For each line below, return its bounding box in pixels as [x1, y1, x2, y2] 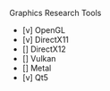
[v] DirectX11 [21, 35, 70, 45]
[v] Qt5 [21, 72, 49, 83]
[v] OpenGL [21, 25, 65, 35]
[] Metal [21, 62, 52, 73]
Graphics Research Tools [9, 8, 102, 18]
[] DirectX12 [21, 44, 67, 54]
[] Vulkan [21, 54, 56, 63]
